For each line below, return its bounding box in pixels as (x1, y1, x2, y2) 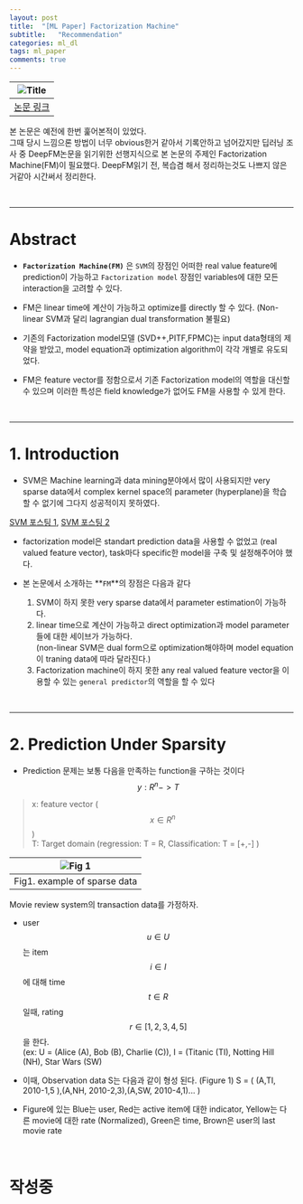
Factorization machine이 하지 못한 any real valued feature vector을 (35, 664, 280, 675)
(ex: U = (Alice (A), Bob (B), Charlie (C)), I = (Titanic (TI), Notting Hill (22, 1047, 275, 1058)
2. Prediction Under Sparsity (9, 734, 227, 755)
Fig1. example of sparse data (14, 875, 138, 888)
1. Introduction (9, 444, 120, 465)
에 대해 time (22, 977, 66, 988)
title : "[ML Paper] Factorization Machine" (9, 22, 179, 31)
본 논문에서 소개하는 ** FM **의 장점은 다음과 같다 (22, 578, 191, 588)
